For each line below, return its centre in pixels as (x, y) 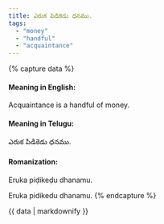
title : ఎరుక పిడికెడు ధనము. (51, 16)
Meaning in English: (42, 87)
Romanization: (33, 162)
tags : (17, 23)
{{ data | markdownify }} (49, 211)
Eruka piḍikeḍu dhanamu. (51, 180)
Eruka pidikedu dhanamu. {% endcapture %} (82, 195)
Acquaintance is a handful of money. (69, 105)
